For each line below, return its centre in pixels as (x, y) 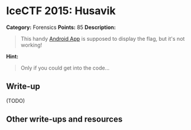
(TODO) (16, 100)
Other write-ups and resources (64, 119)
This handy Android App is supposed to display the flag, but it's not (103, 38)
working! (31, 45)
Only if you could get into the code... (65, 68)
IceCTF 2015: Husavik (61, 11)
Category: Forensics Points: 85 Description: (61, 27)
